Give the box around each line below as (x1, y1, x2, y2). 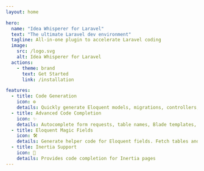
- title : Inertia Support (11, 144, 77, 150)
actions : (11, 59, 33, 66)
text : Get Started (21, 71, 69, 77)
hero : (5, 19, 19, 26)
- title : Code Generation (11, 93, 77, 99)
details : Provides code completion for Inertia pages (16, 155, 156, 161)
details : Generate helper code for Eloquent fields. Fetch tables (16, 138, 189, 145)
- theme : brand (16, 65, 55, 71)
